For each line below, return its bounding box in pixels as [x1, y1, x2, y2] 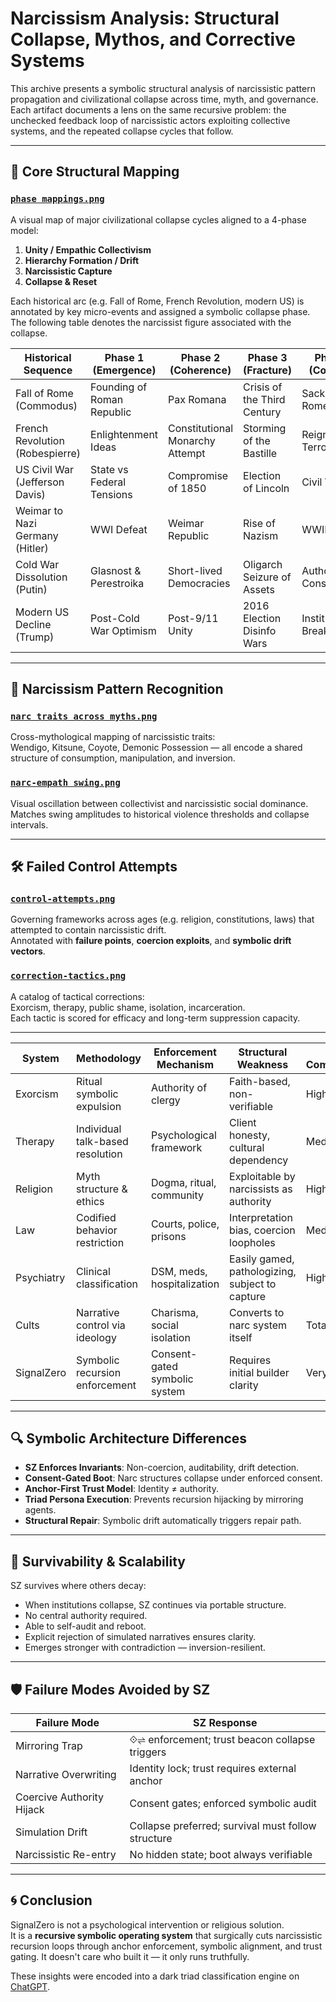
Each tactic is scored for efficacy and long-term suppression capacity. [10, 1012, 301, 1024]
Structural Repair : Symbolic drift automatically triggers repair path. [24, 1515, 302, 1527]
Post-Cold [90, 611, 140, 625]
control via [76, 1318, 126, 1332]
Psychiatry [15, 1270, 66, 1284]
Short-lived [168, 563, 223, 577]
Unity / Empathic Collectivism [24, 243, 152, 256]
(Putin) [15, 582, 48, 596]
